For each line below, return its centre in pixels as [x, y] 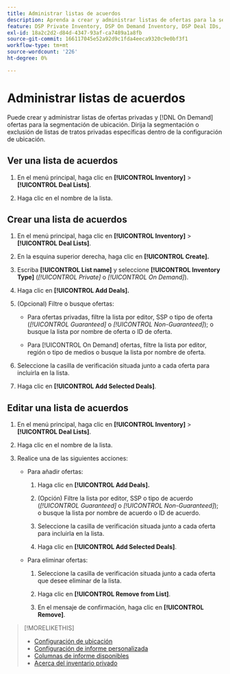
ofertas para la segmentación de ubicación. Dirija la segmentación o [103, 124]
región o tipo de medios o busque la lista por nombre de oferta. [116, 352]
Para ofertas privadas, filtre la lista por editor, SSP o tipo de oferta [120, 317]
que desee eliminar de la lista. [79, 581]
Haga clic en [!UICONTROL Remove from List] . [104, 594]
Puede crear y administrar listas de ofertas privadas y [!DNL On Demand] [110, 117]
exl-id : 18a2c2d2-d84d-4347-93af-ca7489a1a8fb [75, 33]
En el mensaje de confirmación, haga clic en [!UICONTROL [120, 607]
